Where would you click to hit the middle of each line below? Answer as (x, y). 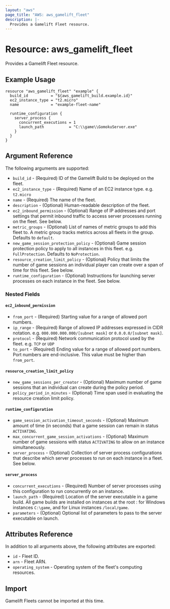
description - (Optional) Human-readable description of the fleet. (81, 205)
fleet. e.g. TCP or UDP (33, 343)
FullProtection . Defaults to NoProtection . (56, 254)
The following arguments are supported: (47, 168)
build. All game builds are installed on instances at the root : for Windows (89, 502)
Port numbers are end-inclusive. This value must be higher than (79, 354)
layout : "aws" (20, 10)
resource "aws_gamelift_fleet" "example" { (52, 91)
